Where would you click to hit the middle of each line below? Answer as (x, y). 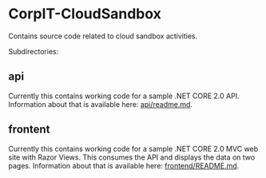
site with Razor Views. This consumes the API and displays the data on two (132, 157)
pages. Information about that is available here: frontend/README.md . (124, 165)
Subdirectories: (34, 51)
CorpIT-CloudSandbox (85, 14)
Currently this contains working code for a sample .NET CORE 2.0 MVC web (133, 148)
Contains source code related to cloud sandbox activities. (103, 36)
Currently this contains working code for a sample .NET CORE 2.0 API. (124, 96)
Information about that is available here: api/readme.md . (101, 104)
